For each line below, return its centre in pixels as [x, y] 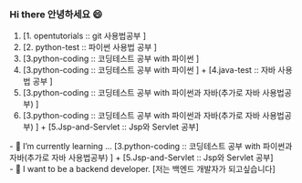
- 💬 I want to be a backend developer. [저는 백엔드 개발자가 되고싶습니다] [142, 169]
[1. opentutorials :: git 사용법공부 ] [84, 36]
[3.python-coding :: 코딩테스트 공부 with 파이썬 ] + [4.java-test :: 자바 [149, 70]
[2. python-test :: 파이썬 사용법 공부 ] [90, 47]
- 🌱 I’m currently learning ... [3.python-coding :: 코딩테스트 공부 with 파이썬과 [151, 147]
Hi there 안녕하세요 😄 [56, 14]
